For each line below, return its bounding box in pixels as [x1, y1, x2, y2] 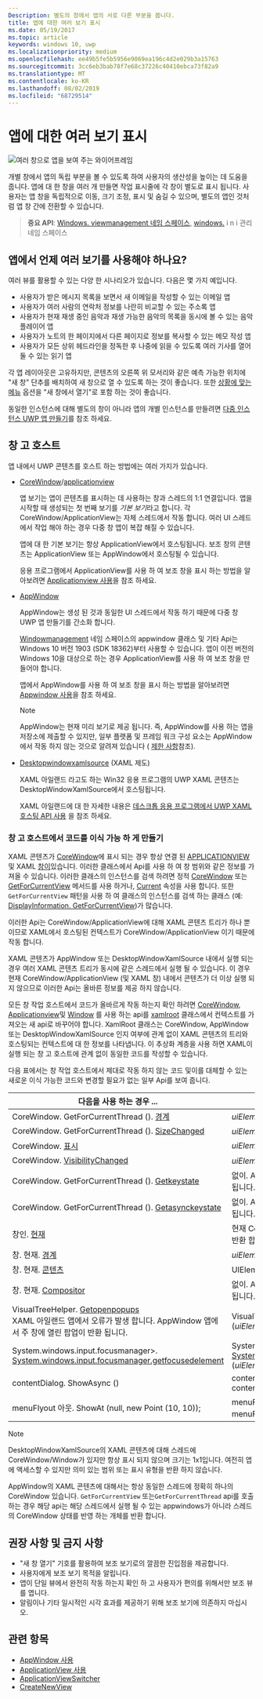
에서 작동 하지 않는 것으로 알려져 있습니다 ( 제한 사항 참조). [19, 741, 196, 750]
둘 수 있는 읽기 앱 [19, 351, 72, 360]
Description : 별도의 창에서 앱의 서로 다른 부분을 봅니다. [8, 11, 175, 20]
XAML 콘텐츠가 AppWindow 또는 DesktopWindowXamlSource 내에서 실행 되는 [8, 954, 254, 964]
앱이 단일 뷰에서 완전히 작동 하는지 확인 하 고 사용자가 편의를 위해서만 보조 [19, 1578, 245, 1588]
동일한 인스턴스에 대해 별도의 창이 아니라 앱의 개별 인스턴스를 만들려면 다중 [8, 404, 236, 413]
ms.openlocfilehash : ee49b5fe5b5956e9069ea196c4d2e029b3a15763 [8, 56, 219, 64]
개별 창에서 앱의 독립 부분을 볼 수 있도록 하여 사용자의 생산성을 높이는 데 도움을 [8, 172, 248, 181]
